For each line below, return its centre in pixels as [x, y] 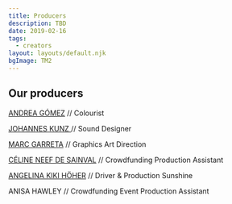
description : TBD [37, 23]
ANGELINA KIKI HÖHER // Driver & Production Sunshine [101, 175]
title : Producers [37, 16]
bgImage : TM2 [30, 61]
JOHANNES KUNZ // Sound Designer [70, 128]
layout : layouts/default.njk [57, 53]
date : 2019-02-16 [37, 31]
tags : [17, 38]
